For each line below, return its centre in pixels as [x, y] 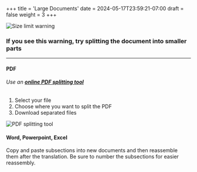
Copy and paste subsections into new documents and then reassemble [92, 150]
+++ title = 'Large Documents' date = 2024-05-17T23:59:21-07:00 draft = [95, 8]
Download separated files [45, 113]
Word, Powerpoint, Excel [37, 137]
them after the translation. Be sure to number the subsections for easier [92, 157]
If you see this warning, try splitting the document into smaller [96, 41]
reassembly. [21, 163]
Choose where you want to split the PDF [63, 106]
